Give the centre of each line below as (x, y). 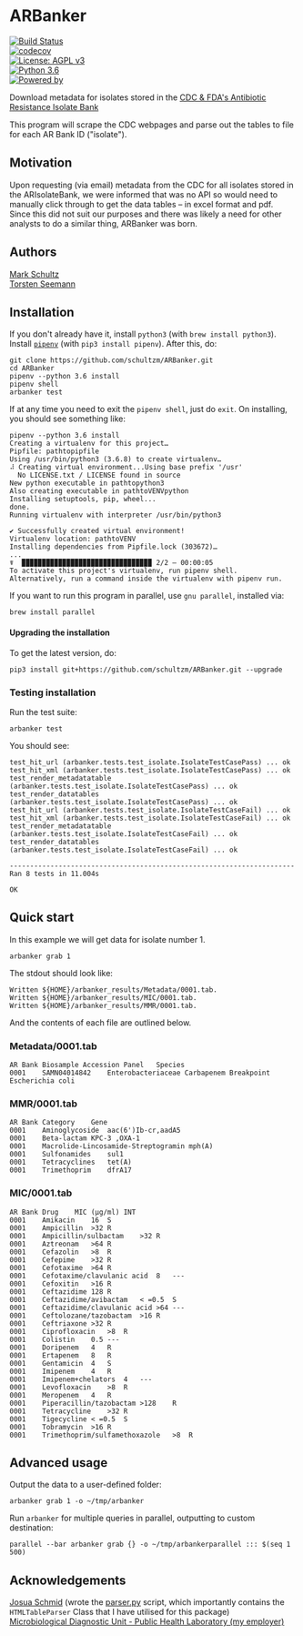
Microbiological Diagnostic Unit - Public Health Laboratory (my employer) (147, 1621)
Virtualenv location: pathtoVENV (73, 539)
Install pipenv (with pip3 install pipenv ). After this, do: (113, 344)
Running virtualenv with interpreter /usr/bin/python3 (116, 515)
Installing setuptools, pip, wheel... (83, 500)
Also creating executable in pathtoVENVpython (99, 491)
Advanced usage (59, 1463)
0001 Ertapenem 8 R (61, 1355)
